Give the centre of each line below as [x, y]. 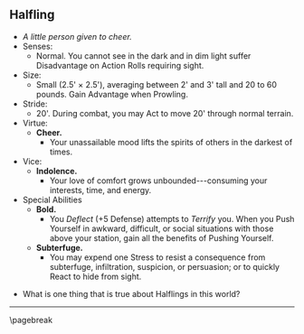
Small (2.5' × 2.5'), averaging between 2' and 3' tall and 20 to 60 [157, 84]
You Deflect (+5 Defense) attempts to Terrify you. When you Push [172, 218]
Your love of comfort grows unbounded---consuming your [158, 181]
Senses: [38, 46]
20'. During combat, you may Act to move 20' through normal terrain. [165, 113]
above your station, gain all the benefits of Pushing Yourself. [161, 237]
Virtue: [35, 123]
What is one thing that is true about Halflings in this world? [131, 293]
